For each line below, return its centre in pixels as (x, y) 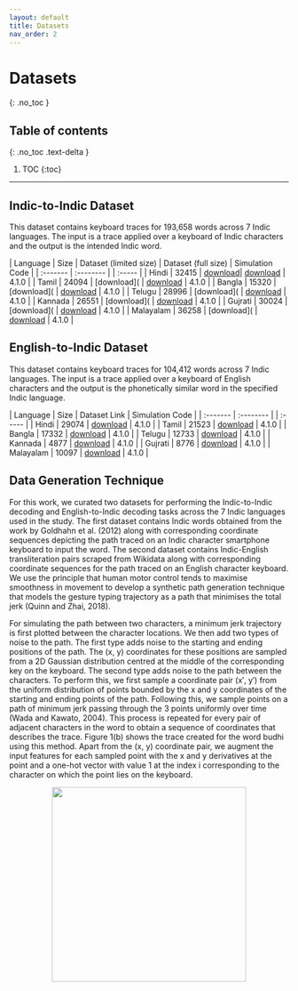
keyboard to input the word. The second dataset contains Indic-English (139, 549)
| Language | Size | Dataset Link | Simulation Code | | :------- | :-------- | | (144, 415)
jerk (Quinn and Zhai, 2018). (60, 606)
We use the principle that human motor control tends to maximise (129, 577)
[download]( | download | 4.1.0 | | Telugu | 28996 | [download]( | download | (148, 291)
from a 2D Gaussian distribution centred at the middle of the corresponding (147, 661)
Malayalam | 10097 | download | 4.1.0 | (79, 452)
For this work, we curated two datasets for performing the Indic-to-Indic (141, 502)
